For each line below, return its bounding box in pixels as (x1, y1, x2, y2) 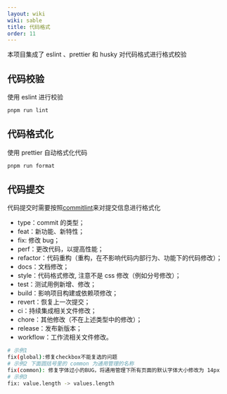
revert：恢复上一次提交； (17, 297, 91, 307)
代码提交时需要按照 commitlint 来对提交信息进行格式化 (7, 204, 161, 212)
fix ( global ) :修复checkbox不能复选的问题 (7, 354, 118, 361)
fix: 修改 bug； (17, 236, 60, 245)
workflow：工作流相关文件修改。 (17, 333, 112, 342)
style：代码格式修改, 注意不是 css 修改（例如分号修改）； (17, 271, 181, 280)
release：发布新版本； (17, 324, 83, 333)
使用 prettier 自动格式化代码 (7, 148, 88, 156)
